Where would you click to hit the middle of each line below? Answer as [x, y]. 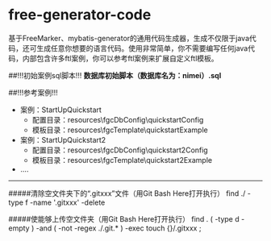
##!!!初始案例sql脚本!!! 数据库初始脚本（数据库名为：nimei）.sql [115, 75]
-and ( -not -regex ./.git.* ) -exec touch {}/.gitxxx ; [119, 228]
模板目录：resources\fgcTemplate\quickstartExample [120, 130]
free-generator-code [80, 15]
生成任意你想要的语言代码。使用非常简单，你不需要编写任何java [142, 48]
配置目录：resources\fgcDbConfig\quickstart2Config [120, 150]
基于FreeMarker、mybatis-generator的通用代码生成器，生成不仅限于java [129, 38]
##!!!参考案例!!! [33, 92]
